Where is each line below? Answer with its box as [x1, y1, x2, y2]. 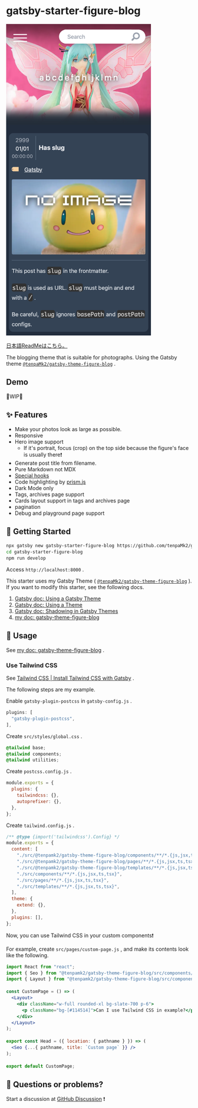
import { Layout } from [6, 976, 65, 982]
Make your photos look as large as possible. [14, 425, 122, 432]
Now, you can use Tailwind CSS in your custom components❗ [6, 932, 154, 939]
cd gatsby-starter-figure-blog [6, 549, 83, 555]
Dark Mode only [14, 484, 54, 491]
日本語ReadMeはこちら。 [6, 342, 68, 349]
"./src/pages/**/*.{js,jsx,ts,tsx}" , [16, 877, 110, 883]
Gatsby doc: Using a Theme [14, 601, 82, 608]
